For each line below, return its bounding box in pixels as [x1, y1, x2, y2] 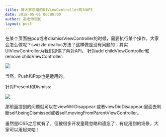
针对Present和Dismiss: [5, 84, 51, 90]
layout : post [5, 21, 32, 26]
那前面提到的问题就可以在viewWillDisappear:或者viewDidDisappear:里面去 [5, 104, 157, 110]
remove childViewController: [5, 53, 64, 60]
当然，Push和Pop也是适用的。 [5, 73, 67, 79]
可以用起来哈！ [9, 127, 40, 133]
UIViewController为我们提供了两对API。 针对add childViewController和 [5, 48, 150, 54]
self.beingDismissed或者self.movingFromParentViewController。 [9, 110, 142, 116]
